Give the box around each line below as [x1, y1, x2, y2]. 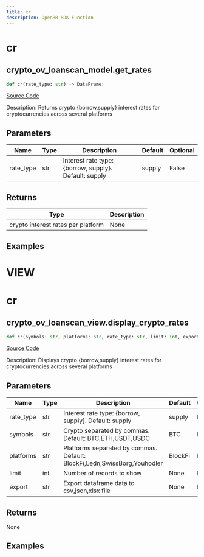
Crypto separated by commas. [63, 427, 150, 435]
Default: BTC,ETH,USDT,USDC [63, 434, 150, 443]
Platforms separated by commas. [63, 444, 158, 452]
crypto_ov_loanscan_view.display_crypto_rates [6, 318, 189, 328]
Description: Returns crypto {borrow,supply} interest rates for [6, 104, 160, 111]
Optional [169, 146, 195, 155]
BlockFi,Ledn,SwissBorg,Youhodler [63, 459, 163, 468]
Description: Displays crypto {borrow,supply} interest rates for [6, 357, 162, 364]
